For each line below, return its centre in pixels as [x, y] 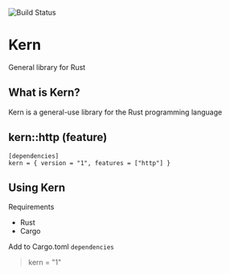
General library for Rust [47, 67]
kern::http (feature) [58, 137]
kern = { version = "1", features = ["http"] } [90, 163]
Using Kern [37, 187]
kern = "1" [45, 263]
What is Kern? [44, 93]
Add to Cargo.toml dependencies [61, 247]
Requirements [31, 207]
